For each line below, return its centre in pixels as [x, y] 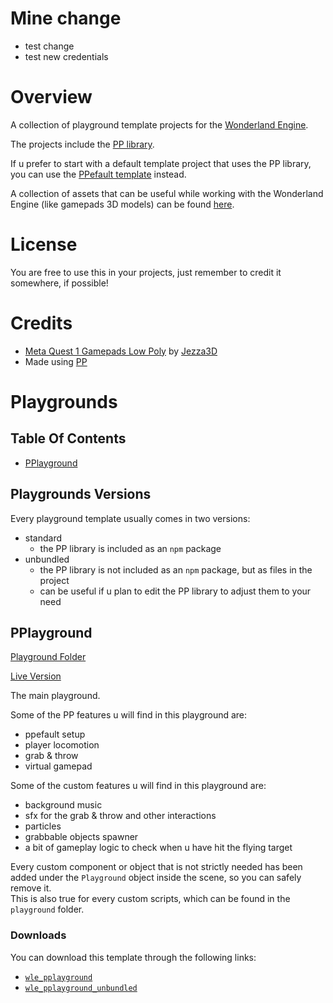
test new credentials [66, 56]
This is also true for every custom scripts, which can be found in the [150, 899]
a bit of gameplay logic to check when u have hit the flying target [158, 848]
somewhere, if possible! [59, 283]
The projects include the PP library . [82, 144]
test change [49, 46]
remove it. [31, 888]
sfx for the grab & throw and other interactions [120, 816]
